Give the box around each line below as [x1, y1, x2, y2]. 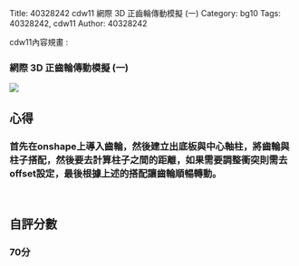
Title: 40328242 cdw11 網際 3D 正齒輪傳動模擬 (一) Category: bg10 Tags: [9, 8, 281, 18]
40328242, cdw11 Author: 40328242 [9, 18, 148, 29]
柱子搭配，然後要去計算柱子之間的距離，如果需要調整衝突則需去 [9, 153, 288, 166]
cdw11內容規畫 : [9, 37, 69, 47]
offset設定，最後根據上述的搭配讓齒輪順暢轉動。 [9, 166, 222, 179]
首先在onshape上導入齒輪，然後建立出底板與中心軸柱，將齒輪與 [9, 139, 290, 152]
